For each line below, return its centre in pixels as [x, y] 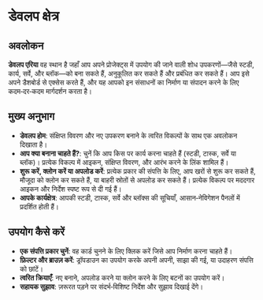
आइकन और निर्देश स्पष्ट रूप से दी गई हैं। [70, 189]
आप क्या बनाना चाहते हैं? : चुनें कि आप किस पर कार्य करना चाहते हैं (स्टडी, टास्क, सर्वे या [128, 153]
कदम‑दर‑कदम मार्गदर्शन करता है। [50, 91]
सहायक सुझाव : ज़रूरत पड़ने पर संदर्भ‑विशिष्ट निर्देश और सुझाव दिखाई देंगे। [111, 287]
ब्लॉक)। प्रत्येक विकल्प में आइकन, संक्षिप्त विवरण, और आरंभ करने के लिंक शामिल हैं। [124, 162]
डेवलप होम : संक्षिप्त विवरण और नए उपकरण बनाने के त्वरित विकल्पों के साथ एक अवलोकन [128, 135]
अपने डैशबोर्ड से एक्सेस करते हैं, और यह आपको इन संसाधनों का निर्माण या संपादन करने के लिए [124, 82]
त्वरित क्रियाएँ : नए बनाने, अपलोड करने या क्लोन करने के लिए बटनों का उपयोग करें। [122, 277]
